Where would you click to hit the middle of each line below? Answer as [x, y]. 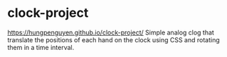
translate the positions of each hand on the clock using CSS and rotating [114, 39]
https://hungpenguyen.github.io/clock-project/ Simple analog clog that [111, 32]
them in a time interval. [41, 47]
